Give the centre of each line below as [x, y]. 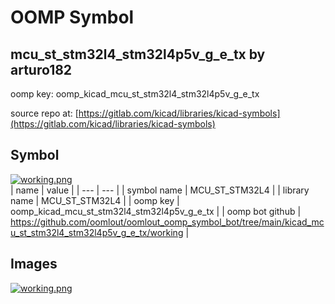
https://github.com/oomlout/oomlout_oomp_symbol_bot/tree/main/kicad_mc [167, 222]
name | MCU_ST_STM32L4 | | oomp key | [95, 200]
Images [34, 264]
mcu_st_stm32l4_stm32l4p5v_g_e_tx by [138, 54]
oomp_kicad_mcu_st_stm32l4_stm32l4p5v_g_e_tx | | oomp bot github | [156, 211]
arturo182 [41, 69]
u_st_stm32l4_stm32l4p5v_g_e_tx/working [97, 232]
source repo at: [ [44, 113]
